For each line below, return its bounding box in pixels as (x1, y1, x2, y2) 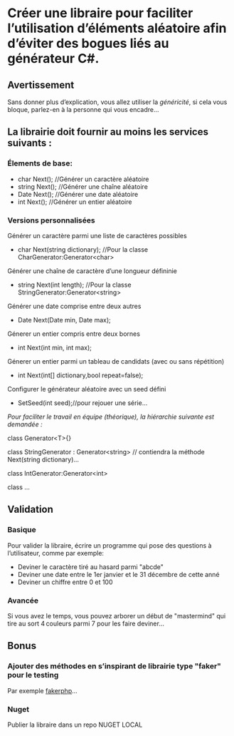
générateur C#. (7, 51, 100, 67)
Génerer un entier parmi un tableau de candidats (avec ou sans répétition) (7, 357, 225, 365)
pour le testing (7, 670, 59, 680)
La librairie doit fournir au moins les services (7, 126, 208, 138)
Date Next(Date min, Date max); (17, 315, 112, 324)
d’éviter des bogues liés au (7, 36, 169, 51)
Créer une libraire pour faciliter (7, 5, 193, 21)
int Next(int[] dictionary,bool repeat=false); (17, 371, 144, 379)
